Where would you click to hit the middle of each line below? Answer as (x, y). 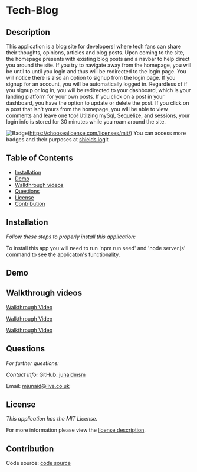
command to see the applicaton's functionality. (63, 254)
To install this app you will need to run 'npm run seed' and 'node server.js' (96, 248)
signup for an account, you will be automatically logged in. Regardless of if (97, 84)
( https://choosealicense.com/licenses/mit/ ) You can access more (107, 133)
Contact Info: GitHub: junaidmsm (46, 374)
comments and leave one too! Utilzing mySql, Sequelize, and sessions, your (98, 115)
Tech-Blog (32, 10)
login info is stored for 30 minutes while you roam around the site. (86, 122)
